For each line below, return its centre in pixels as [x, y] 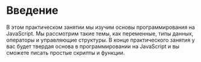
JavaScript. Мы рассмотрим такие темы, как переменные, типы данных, [100, 33]
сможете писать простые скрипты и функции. [65, 52]
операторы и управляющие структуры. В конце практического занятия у [101, 40]
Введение [32, 11]
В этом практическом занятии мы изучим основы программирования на [101, 27]
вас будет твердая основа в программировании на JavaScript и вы [93, 46]
